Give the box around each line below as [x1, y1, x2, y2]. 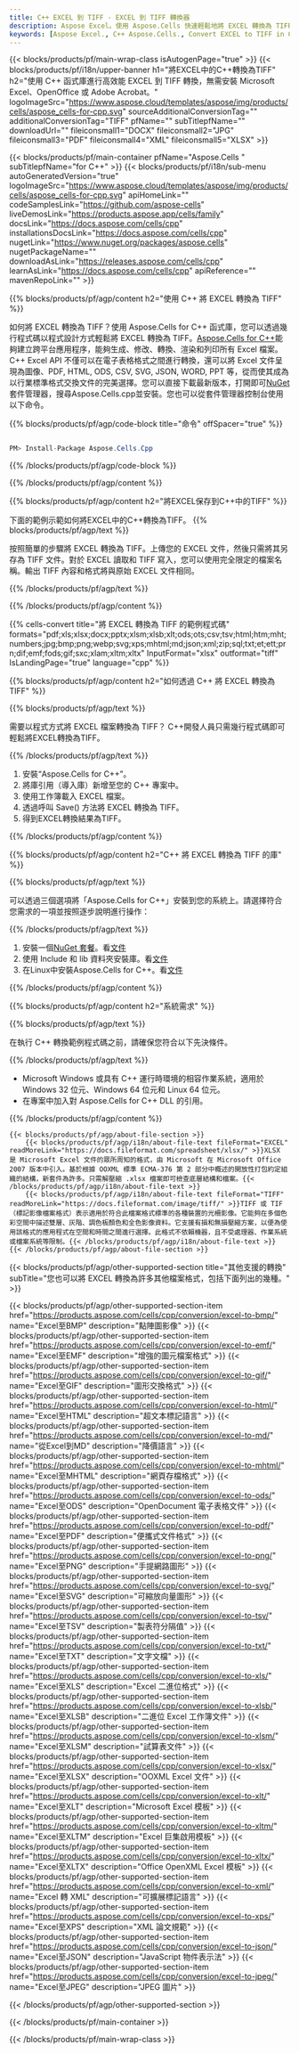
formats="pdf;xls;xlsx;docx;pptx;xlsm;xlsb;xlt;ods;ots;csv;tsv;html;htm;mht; [9, 629, 287, 640]
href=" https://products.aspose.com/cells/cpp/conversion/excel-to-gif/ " [9, 1370, 271, 1381]
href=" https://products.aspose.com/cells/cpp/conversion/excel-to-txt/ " [9, 1641, 271, 1651]
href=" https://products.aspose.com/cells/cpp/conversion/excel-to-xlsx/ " [9, 1761, 277, 1772]
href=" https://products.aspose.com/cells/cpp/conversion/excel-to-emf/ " [9, 1340, 276, 1350]
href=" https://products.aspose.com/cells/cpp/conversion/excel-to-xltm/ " [9, 1821, 278, 1831]
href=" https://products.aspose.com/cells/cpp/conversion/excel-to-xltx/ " [9, 1851, 275, 1862]
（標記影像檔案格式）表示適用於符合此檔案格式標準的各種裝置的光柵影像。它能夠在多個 [9, 1209, 281, 1218]
